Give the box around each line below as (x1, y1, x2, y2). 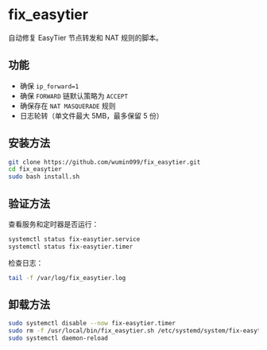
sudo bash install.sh (8, 173, 80, 181)
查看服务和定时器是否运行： (8, 220, 99, 228)
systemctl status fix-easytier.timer (8, 243, 133, 251)
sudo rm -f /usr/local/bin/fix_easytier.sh (8, 327, 155, 335)
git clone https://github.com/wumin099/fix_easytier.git (8, 157, 201, 166)
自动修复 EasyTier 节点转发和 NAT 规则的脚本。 (8, 33, 163, 42)
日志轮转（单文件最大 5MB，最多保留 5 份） (19, 111, 164, 120)
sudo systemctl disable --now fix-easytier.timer (8, 320, 176, 328)
